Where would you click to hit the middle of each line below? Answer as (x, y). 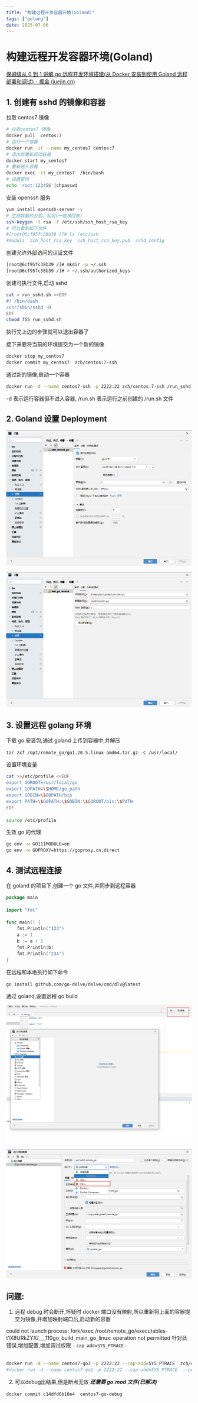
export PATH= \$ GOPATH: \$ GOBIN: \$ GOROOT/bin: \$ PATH (70, 801)
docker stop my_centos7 (35, 357)
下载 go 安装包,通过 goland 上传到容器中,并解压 (63, 741)
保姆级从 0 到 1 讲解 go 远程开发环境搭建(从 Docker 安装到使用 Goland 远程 (97, 74)
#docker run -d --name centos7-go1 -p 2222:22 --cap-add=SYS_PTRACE (92, 1370)
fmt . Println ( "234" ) (41, 954)
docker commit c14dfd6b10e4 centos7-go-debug (64, 1394)
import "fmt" (22, 910)
